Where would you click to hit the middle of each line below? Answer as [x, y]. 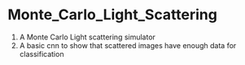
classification [42, 54]
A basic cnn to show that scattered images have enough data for [128, 45]
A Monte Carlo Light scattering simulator [87, 37]
